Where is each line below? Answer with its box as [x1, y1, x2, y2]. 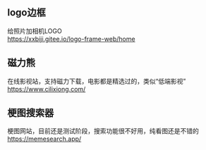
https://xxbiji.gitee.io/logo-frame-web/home [7, 35, 135, 43]
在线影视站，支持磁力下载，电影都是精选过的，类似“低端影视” [7, 77, 186, 85]
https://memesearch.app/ [7, 135, 82, 143]
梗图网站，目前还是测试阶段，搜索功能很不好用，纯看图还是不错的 [7, 127, 199, 135]
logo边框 [7, 6, 46, 19]
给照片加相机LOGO [7, 27, 62, 35]
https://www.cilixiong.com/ [7, 85, 86, 93]
